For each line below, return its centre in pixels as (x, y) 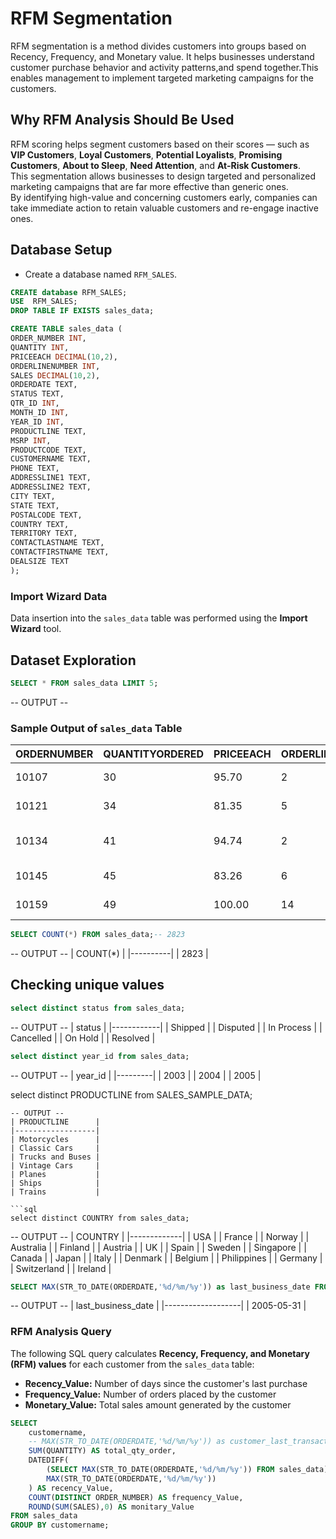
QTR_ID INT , (35, 403)
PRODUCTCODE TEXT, (48, 450)
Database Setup (61, 250)
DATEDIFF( (49, 1460)
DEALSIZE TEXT (40, 562)
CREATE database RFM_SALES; (69, 292)
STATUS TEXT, (37, 394)
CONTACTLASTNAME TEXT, (57, 543)
